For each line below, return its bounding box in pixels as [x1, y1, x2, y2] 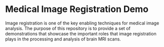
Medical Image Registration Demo [5, 3, 148, 15]
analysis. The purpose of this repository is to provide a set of [5, 25, 131, 31]
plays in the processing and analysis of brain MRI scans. [5, 36, 121, 42]
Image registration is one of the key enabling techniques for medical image [5, 20, 159, 26]
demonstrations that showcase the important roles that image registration [5, 30, 156, 36]
